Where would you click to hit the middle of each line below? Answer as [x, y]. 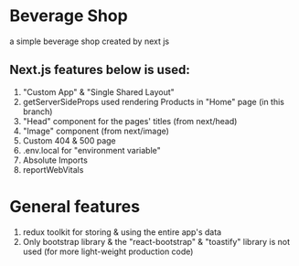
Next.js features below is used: [100, 70]
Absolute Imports [55, 160]
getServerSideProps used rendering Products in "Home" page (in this [154, 101]
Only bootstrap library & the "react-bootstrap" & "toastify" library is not [156, 241]
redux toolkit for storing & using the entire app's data [122, 232]
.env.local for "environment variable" [92, 150]
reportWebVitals [53, 169]
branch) [37, 112]
